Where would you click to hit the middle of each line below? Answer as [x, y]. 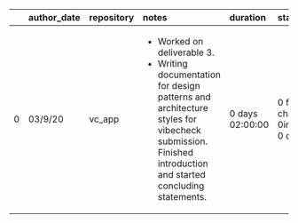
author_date [55, 17]
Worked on [181, 41]
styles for [178, 119]
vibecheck [180, 130]
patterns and [184, 97]
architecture [183, 108]
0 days [243, 113]
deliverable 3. [186, 52]
